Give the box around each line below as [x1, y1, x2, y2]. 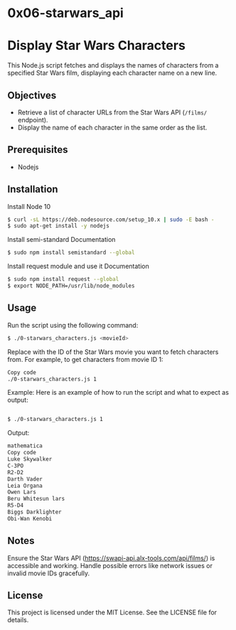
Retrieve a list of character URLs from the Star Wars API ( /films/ [17, 108, 208, 117]
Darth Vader [7, 475, 43, 483]
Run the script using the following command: [7, 321, 139, 329]
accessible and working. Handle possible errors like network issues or [7, 561, 213, 570]
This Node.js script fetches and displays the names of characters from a [7, 61, 219, 70]
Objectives [7, 89, 57, 101]
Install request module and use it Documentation [7, 262, 149, 271]
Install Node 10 [7, 202, 51, 210]
